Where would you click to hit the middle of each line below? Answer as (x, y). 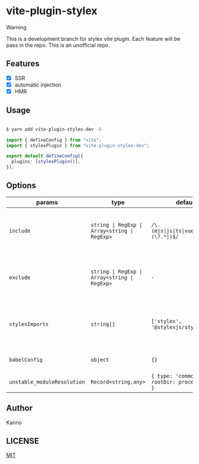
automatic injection (38, 85)
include (20, 231)
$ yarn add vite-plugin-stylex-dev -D (54, 129)
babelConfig (26, 359)
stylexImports (29, 324)
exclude (20, 277)
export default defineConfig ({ (45, 156)
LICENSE (23, 441)
